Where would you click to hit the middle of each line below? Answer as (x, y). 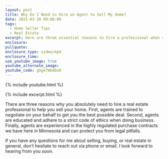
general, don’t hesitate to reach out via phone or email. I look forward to (79, 146)
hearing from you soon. (29, 151)
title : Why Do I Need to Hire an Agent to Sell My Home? (66, 15)
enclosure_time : (22, 56)
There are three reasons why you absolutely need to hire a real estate (77, 104)
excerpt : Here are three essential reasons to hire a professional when (82, 38)
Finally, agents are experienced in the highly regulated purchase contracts (82, 125)
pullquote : (16, 47)
